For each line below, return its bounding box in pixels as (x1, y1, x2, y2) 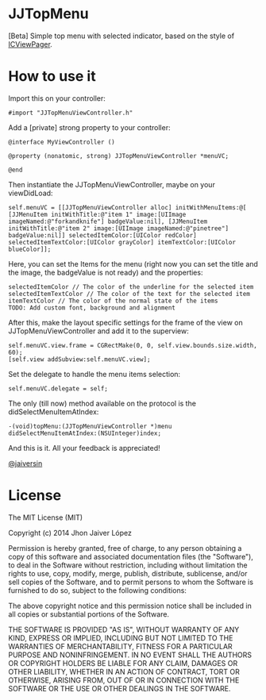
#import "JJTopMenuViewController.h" (8, 109, 133, 117)
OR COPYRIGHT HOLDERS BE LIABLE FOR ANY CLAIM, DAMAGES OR (8, 658, 238, 667)
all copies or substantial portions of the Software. (8, 609, 169, 619)
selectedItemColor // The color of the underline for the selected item (8, 283, 254, 290)
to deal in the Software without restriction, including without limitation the (8, 560, 248, 570)
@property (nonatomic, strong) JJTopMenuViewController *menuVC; (8, 152, 229, 160)
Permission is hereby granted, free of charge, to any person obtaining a (8, 543, 242, 552)
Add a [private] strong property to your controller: (8, 122, 171, 132)
